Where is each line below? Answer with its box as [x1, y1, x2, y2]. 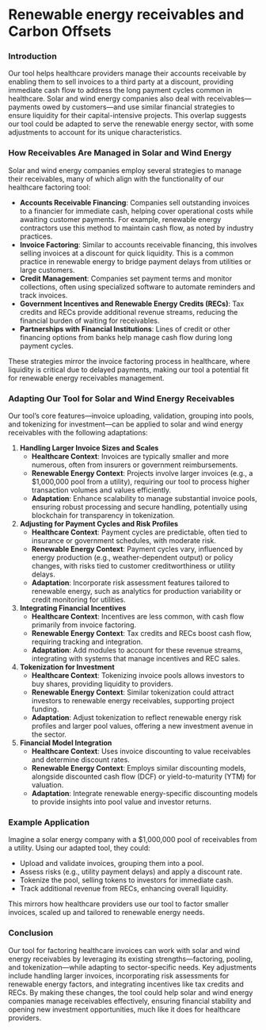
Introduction [8, 51, 57, 62]
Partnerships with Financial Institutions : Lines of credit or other [19, 324, 231, 334]
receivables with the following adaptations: [8, 428, 148, 438]
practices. [19, 232, 53, 241]
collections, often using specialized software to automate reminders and [19, 281, 256, 291]
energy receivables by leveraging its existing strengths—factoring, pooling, [8, 954, 253, 963]
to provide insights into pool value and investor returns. [31, 797, 212, 806]
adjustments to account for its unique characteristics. [8, 128, 182, 137]
